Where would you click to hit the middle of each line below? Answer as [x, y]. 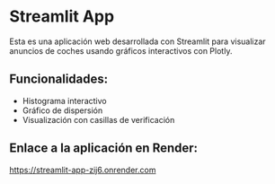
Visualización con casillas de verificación [98, 119]
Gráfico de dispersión [62, 110]
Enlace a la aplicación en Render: [104, 149]
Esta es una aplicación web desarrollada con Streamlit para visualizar [138, 41]
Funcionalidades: [59, 79]
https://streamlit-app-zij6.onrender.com [83, 170]
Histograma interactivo [64, 101]
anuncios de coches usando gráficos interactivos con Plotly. [121, 50]
